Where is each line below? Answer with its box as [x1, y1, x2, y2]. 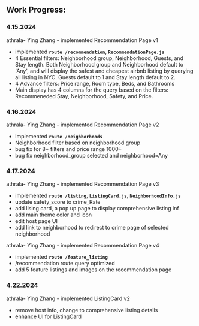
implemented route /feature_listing [14, 253, 108, 261]
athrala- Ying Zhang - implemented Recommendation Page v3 [6, 180, 159, 188]
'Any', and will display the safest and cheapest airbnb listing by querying [14, 67, 194, 74]
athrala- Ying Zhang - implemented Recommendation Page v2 [6, 121, 159, 128]
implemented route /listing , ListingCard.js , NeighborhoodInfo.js [14, 192, 181, 200]
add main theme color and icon [14, 211, 92, 218]
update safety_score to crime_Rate [14, 198, 101, 206]
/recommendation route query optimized [14, 260, 115, 267]
